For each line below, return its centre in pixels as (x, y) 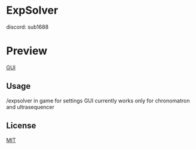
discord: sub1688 (27, 27)
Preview (27, 51)
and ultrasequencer (30, 107)
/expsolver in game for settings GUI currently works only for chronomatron (98, 100)
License (21, 126)
